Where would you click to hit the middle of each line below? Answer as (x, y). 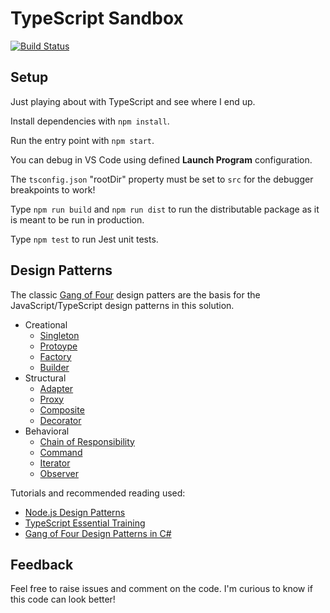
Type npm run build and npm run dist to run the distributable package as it (165, 209)
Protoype (58, 346)
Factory (55, 356)
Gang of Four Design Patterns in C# (98, 533)
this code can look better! (63, 599)
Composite (62, 409)
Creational (46, 324)
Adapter (56, 388)
